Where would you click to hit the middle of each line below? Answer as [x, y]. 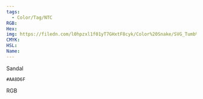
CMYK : [13, 40]
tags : [13, 12]
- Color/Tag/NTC [32, 18]
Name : [13, 51]
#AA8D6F [16, 79]
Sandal [15, 68]
